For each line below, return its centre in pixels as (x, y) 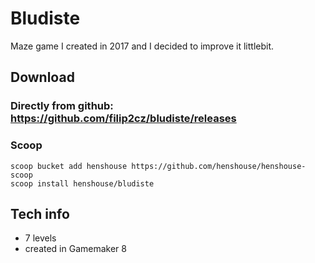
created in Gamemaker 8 (75, 249)
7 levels (40, 238)
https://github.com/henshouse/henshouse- (219, 166)
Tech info (40, 213)
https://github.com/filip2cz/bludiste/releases (123, 119)
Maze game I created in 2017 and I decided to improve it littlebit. (142, 46)
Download (42, 77)
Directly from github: (62, 106)
